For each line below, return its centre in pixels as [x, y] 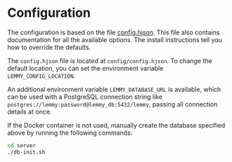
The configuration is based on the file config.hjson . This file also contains [114, 32]
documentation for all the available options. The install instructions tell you [115, 39]
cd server [22, 145]
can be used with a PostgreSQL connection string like [85, 97]
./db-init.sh [26, 152]
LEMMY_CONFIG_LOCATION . [41, 76]
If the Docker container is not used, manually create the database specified [116, 125]
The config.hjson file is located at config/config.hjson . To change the [110, 60]
